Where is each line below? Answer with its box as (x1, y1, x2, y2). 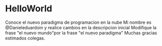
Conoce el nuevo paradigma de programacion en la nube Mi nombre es (5, 19, 152, 25)
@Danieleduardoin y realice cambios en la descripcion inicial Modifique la (5, 24, 157, 30)
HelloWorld (5, 3, 52, 14)
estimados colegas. (5, 35, 45, 41)
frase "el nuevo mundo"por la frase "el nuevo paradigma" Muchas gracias (5, 30, 157, 36)
